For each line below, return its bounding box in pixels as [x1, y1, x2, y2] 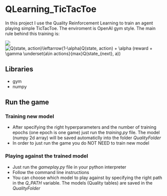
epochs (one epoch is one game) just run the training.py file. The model [12, 130, 160, 136]
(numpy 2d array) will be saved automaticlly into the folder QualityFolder [12, 135, 161, 141]
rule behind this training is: [5, 30, 60, 36]
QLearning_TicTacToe [5, 3, 97, 15]
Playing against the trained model [5, 153, 88, 160]
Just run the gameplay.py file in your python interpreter [12, 164, 127, 170]
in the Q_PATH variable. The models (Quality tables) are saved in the [12, 180, 153, 186]
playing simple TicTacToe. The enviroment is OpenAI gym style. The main [5, 25, 156, 31]
